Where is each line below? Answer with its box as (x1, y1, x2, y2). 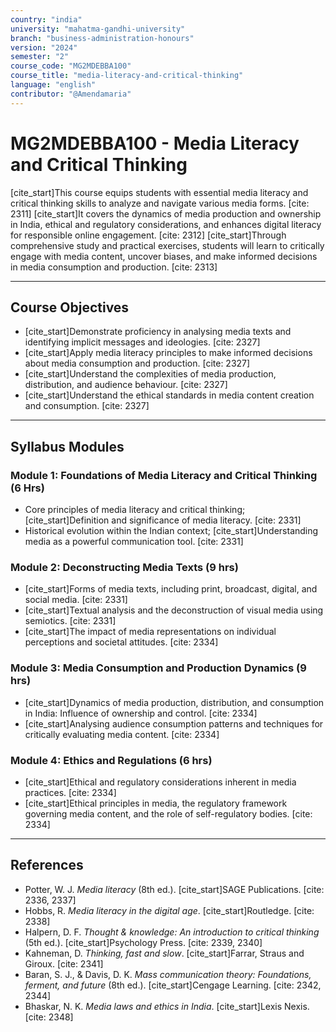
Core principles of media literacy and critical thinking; (24, 504, 246, 516)
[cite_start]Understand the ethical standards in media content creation (24, 389, 315, 401)
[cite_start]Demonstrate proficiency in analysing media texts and (24, 326, 292, 338)
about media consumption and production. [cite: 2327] (24, 357, 251, 370)
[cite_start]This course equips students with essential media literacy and (10, 186, 309, 198)
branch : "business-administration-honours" (10, 33, 195, 43)
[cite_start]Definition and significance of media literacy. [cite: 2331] (24, 514, 302, 526)
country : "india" (10, 14, 83, 25)
